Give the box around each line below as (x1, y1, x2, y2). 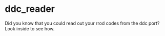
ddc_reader (5, 3, 55, 15)
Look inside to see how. (5, 25, 55, 31)
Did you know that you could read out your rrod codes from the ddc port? (5, 20, 160, 26)
